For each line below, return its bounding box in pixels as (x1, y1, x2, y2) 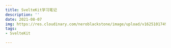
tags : (5, 26, 17, 31)
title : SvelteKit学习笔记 (5, 7, 58, 13)
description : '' (5, 12, 40, 17)
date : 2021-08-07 (5, 17, 42, 22)
